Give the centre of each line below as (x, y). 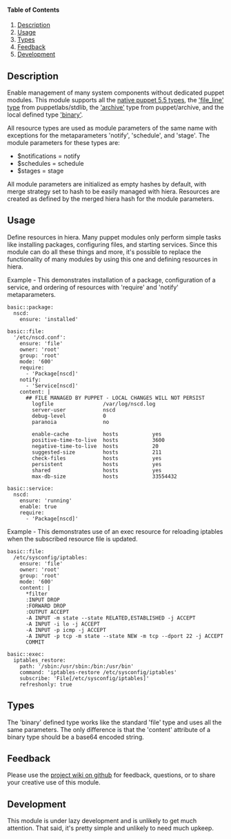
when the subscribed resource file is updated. (72, 539)
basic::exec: (26, 654)
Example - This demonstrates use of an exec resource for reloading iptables (115, 531)
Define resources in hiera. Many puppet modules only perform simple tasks (114, 237)
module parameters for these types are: (64, 143)
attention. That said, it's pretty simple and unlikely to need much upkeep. (110, 828)
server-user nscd (74, 410)
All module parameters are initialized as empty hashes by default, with (107, 184)
